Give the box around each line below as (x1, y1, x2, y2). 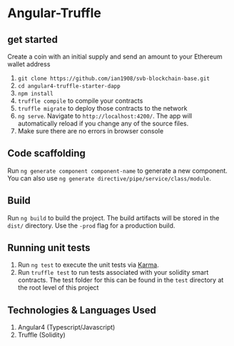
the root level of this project (17, 283, 99, 292)
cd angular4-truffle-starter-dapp (17, 83, 121, 90)
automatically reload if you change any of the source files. (17, 119, 189, 128)
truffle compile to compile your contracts (17, 96, 143, 105)
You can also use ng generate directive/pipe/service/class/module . (7, 173, 212, 183)
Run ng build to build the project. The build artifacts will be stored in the (7, 213, 220, 222)
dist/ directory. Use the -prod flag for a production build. (7, 221, 175, 230)
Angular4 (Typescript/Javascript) (17, 323, 116, 332)
